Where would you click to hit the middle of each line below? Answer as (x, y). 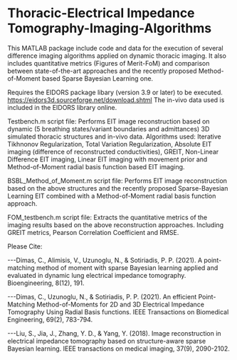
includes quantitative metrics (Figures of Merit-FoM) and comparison (109, 63)
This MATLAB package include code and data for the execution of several (115, 48)
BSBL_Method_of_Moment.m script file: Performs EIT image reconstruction (117, 181)
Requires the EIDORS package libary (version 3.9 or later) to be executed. (115, 92)
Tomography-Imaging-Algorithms (110, 28)
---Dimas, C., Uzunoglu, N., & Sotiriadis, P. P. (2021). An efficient (102, 296)
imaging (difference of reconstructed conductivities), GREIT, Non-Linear (113, 151)
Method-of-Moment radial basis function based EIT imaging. (96, 166)
